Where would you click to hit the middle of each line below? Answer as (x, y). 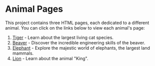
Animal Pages (34, 9)
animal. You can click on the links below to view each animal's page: (75, 28)
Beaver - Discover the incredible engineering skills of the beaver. (79, 42)
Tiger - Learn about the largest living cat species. (63, 37)
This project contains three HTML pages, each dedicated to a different (77, 23)
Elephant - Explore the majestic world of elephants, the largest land (81, 48)
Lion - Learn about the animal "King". (50, 58)
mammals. (23, 53)
